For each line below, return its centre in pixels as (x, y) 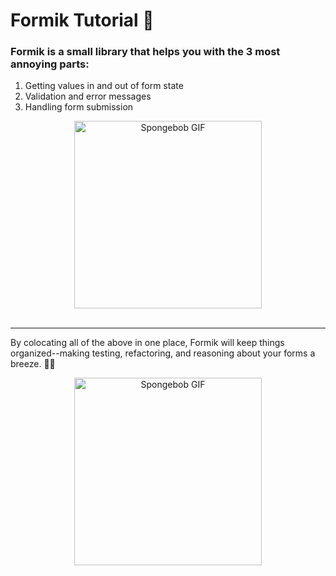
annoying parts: (50, 64)
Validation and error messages (88, 96)
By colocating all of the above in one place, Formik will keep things (147, 343)
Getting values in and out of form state (104, 86)
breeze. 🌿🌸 (33, 364)
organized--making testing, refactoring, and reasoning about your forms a (163, 353)
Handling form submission (79, 107)
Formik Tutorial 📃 (82, 20)
